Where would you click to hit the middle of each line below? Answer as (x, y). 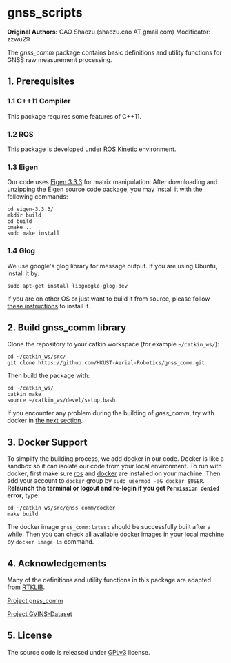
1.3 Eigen (23, 167)
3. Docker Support (47, 442)
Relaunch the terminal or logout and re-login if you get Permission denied (113, 488)
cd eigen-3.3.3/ (30, 209)
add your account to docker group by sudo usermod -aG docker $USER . (106, 481)
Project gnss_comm (35, 600)
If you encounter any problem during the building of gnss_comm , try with (111, 413)
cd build (20, 221)
